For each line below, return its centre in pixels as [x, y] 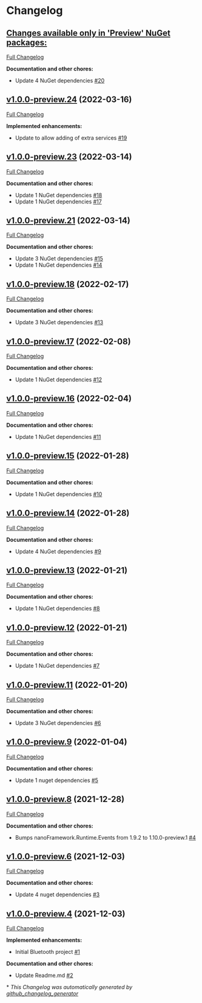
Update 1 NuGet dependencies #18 [59, 195]
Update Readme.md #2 [44, 976]
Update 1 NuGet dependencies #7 [57, 666]
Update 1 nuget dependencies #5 [57, 780]
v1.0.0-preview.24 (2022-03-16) [69, 100]
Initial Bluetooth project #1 [48, 952]
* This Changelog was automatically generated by [69, 987]
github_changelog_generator [42, 994]
